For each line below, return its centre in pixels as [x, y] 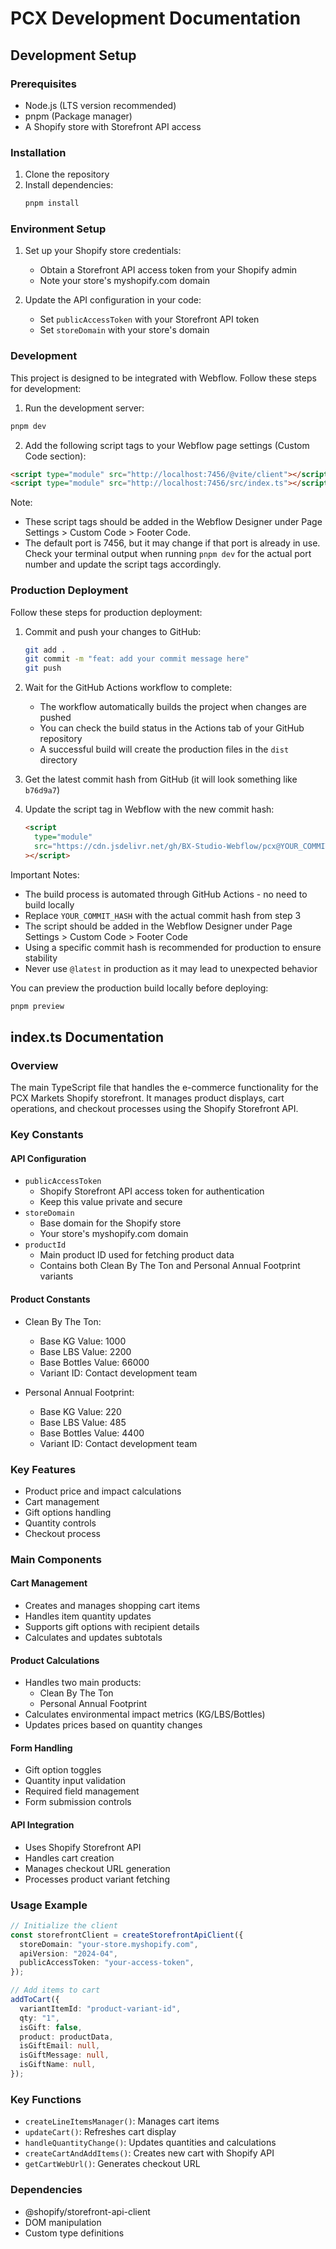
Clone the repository [67, 174]
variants [56, 1276]
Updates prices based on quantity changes [113, 1725]
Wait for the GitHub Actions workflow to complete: [128, 688]
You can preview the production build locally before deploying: [139, 988]
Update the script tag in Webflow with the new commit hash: [149, 809]
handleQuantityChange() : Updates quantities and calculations [150, 2143]
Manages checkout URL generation [97, 1868]
